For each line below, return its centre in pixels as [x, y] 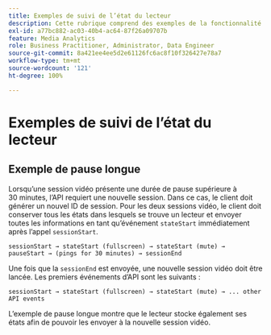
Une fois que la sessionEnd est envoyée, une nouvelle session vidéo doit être [135, 268]
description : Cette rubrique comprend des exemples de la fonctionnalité [135, 23]
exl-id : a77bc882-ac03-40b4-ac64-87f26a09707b [88, 31]
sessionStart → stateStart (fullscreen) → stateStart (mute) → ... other [135, 292]
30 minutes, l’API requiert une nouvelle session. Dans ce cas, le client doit [131, 197]
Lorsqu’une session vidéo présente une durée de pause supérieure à [123, 188]
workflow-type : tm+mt [45, 61]
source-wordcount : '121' [50, 68]
